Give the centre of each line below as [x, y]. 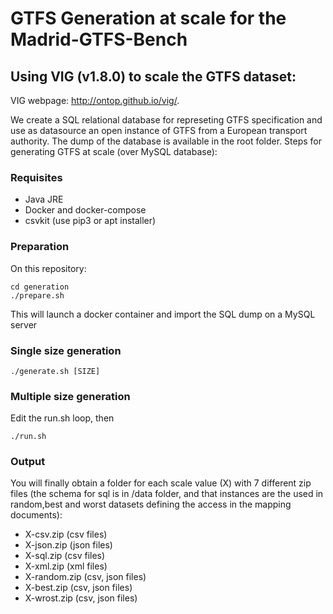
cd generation [40, 287]
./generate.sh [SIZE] [55, 371]
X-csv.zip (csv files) [66, 534]
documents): [36, 515]
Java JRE [44, 199]
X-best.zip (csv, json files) [78, 588]
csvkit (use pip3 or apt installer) [90, 221]
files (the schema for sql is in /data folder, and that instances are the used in [167, 494]
